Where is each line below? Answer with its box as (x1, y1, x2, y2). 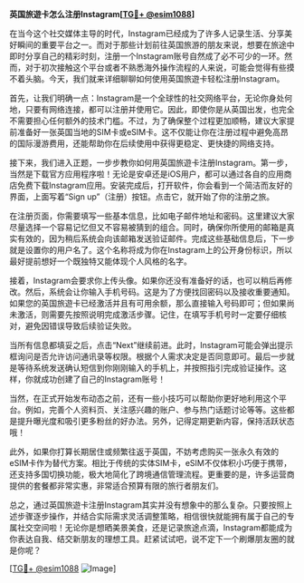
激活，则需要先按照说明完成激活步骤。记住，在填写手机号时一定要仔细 (16, 309, 279, 320)
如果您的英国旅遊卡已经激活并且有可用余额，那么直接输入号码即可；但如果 (9, 298, 287, 308)
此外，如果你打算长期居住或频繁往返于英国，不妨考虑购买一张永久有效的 (9, 446, 279, 457)
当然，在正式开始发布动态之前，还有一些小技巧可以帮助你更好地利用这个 (9, 394, 279, 403)
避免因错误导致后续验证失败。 (24, 321, 137, 331)
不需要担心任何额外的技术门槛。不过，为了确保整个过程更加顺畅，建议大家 (9, 115, 287, 126)
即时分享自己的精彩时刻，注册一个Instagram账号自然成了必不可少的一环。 (9, 51, 285, 62)
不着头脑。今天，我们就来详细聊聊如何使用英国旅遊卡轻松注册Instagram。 (9, 73, 285, 84)
